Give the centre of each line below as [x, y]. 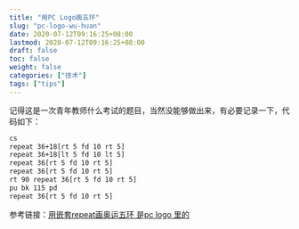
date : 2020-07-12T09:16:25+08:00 [71, 34]
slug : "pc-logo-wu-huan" [55, 26]
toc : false [29, 59]
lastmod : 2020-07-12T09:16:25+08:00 [77, 42]
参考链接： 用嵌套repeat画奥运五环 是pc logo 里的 [99, 214]
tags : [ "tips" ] [37, 84]
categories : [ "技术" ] [48, 76]
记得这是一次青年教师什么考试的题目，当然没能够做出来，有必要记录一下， [145, 110]
